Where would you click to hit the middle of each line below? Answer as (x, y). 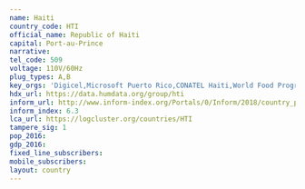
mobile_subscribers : (49, 161)
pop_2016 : (28, 136)
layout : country (40, 170)
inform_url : (32, 102)
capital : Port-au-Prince (56, 43)
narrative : (30, 52)
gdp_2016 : (28, 144)
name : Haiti (32, 18)
